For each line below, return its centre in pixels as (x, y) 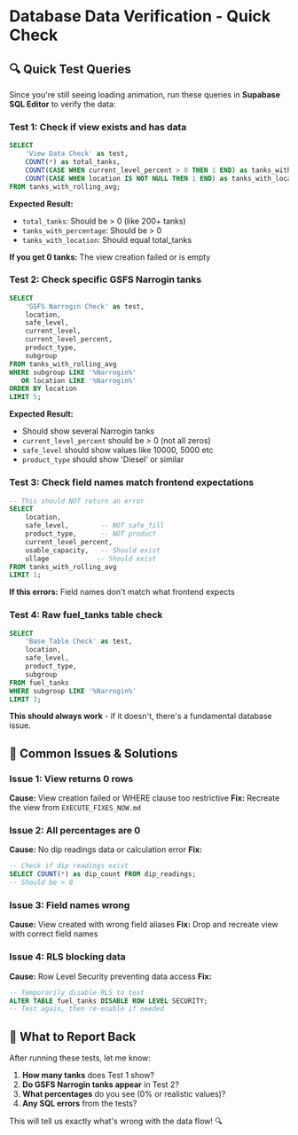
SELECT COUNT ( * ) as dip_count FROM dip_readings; (103, 874)
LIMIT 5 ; (25, 397)
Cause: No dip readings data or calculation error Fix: (106, 849)
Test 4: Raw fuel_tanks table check (86, 615)
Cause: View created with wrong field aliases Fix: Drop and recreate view (144, 925)
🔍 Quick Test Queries (70, 69)
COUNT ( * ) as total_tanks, (73, 162)
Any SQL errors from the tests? (79, 1104)
